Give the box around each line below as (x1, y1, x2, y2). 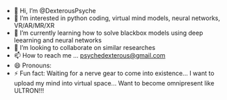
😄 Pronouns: (13, 61, 52, 69)
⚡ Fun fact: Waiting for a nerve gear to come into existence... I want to (13, 69, 214, 77)
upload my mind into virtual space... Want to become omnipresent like (13, 79, 214, 87)
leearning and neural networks (13, 36, 102, 44)
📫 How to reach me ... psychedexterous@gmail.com (13, 51, 166, 59)
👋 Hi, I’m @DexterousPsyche (13, 7, 96, 15)
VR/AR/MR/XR (13, 22, 55, 29)
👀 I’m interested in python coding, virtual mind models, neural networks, (13, 14, 221, 22)
